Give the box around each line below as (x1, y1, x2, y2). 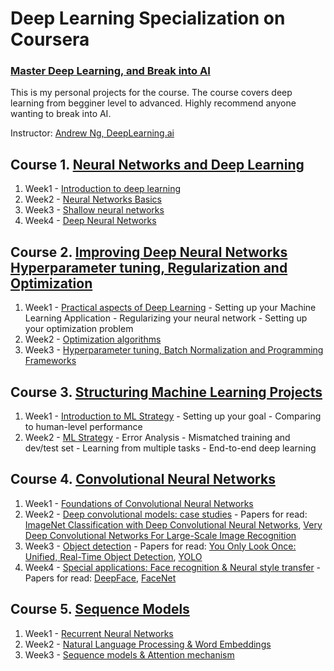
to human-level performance (24, 420, 143, 432)
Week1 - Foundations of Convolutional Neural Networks (24, 497, 254, 509)
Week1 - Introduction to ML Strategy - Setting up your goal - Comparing (24, 410, 322, 422)
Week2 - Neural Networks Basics (24, 193, 162, 206)
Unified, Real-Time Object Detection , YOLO (24, 550, 203, 562)
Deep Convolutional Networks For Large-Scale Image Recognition (24, 529, 297, 541)
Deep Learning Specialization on (10, 7, 286, 30)
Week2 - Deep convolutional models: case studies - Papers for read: (24, 508, 308, 520)
